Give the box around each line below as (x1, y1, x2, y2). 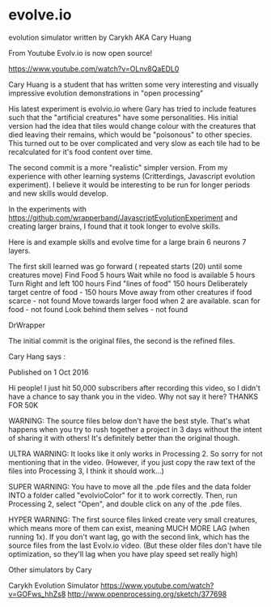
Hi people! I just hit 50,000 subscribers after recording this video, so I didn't (8, 383, 260, 392)
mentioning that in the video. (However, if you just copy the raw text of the (8, 457, 256, 467)
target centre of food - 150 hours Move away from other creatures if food (8, 287, 252, 297)
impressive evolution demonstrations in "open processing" (8, 88, 204, 98)
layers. (8, 246, 31, 255)
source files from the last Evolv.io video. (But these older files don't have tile (8, 541, 262, 550)
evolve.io (8, 6, 72, 24)
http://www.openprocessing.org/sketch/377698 (67, 589, 227, 599)
